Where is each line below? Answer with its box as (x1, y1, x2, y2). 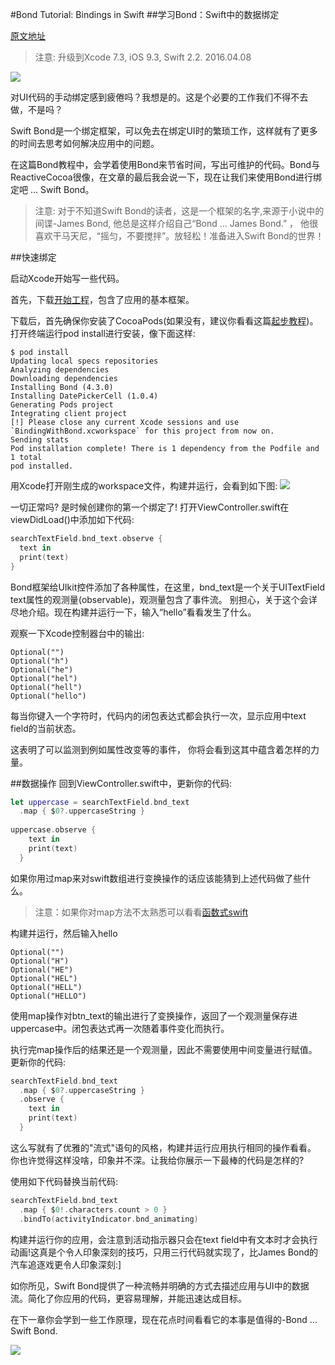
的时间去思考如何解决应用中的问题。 (10, 138, 160, 149)
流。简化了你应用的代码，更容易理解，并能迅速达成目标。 (10, 1292, 247, 1304)
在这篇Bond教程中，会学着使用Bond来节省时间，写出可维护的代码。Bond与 (10, 159, 321, 170)
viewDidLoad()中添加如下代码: (10, 514, 135, 525)
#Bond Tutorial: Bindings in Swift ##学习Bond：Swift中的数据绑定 (10, 9, 280, 20)
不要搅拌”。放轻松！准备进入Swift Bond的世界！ (126, 230, 325, 242)
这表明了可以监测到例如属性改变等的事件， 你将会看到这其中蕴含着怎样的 (10, 743, 311, 755)
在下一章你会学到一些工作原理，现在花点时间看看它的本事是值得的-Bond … (10, 1313, 318, 1325)
